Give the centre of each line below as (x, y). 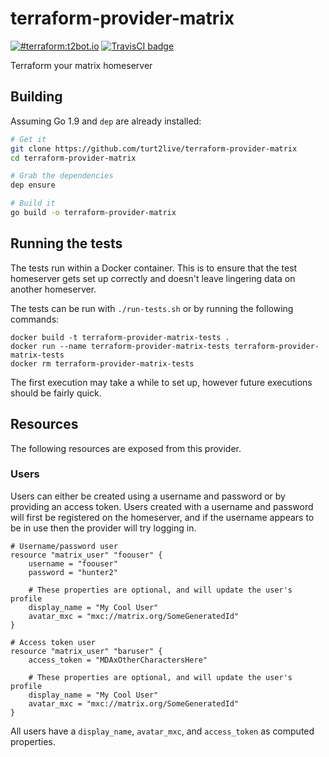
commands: (35, 319)
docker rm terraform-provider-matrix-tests (102, 363)
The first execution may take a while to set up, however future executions (161, 382)
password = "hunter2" (73, 572)
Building (36, 97)
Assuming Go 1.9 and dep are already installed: (106, 121)
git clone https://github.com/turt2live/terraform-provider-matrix (154, 148)
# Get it (28, 139)
